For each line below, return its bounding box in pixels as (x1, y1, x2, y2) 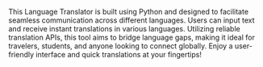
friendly (8, 50, 35, 59)
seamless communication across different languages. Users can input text (8, 15, 255, 25)
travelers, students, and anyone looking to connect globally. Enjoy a (8, 41, 233, 51)
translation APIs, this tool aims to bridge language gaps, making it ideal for (8, 32, 256, 42)
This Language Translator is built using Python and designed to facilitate (8, 7, 248, 16)
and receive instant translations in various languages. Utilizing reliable (8, 24, 240, 33)
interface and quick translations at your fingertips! (35, 50, 202, 59)
